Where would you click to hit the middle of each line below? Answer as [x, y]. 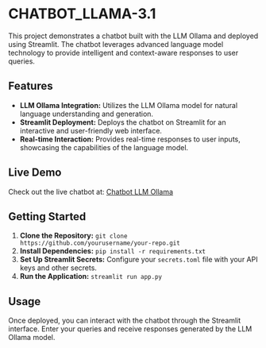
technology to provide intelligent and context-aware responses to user [123, 52]
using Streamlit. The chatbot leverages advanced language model [116, 44]
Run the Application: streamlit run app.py [91, 276]
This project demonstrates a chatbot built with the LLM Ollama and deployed [133, 36]
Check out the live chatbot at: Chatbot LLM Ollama [91, 191]
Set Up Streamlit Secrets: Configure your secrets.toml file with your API [139, 260]
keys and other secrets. [58, 268]
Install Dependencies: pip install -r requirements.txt [113, 251]
